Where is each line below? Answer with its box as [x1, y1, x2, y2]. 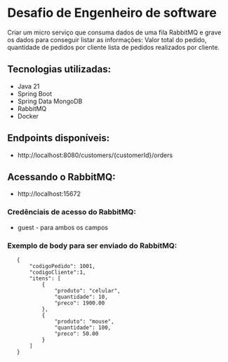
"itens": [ [29, 275, 61, 282]
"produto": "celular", [54, 287, 121, 294]
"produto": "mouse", [54, 318, 114, 325]
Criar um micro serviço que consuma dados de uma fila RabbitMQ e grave [7, 28, 222, 36]
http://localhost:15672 [17, 189, 81, 198]
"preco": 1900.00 [54, 300, 105, 307]
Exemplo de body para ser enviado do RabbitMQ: [7, 241, 177, 250]
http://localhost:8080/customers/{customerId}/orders [17, 151, 173, 159]
